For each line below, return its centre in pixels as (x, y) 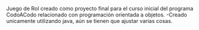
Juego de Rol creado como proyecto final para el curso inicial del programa (100, 9)
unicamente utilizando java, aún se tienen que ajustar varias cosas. (90, 21)
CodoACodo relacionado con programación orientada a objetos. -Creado (97, 15)
